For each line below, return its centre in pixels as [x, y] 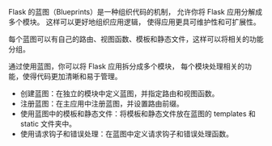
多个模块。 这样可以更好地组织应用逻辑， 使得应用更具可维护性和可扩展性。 [134, 22]
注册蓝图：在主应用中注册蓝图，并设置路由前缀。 [102, 104]
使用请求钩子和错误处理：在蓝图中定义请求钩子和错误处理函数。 [126, 134]
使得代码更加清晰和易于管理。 [72, 76]
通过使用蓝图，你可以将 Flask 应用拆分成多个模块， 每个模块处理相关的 [127, 66]
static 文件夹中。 [48, 124]
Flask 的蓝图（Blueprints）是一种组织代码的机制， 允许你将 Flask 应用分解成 [136, 12]
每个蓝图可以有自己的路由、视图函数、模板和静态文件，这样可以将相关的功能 [136, 39]
